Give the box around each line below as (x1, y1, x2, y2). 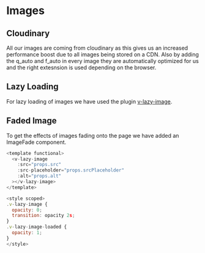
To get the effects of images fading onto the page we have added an (6, 132, 179, 139)
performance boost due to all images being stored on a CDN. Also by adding (6, 51, 199, 58)
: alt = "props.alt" (17, 173, 62, 179)
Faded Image (6, 116, 57, 126)
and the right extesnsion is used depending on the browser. (6, 64, 157, 71)
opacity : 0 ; (12, 206, 43, 213)
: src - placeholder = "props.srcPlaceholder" (17, 167, 124, 173)
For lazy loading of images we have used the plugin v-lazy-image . (6, 97, 173, 105)
